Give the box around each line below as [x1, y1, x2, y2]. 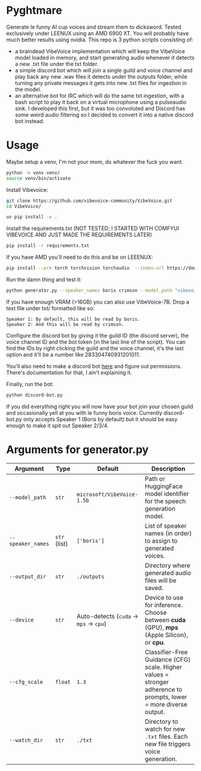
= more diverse [144, 700, 187, 708]
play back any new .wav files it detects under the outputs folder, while [14, 73, 187, 80]
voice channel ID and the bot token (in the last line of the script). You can [6, 338, 186, 345]
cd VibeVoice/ [6, 203, 42, 209]
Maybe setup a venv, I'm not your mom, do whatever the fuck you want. [6, 158, 184, 165]
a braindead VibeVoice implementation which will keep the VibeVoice [14, 47, 185, 54]
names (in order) [144, 529, 193, 537]
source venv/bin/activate [6, 175, 71, 181]
